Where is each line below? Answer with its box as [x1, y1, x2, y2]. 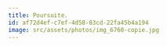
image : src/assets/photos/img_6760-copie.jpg [8, 26, 159, 34]
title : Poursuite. [8, 11, 68, 19]
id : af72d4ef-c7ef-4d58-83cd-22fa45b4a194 [8, 19, 149, 27]
